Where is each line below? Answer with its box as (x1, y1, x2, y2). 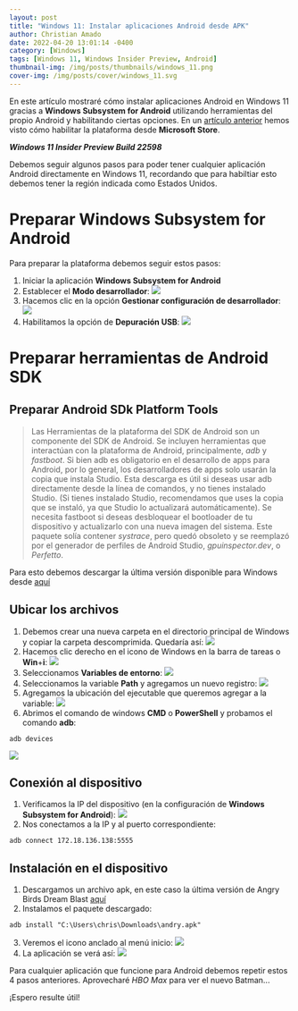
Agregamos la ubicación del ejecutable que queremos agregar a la (21, 687, 268, 698)
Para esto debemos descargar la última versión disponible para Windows (9, 567, 278, 577)
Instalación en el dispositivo (9, 860, 169, 876)
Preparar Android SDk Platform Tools (9, 402, 219, 417)
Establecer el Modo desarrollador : (21, 285, 150, 296)
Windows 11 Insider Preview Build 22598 (9, 141, 162, 152)
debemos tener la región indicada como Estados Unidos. (9, 178, 218, 189)
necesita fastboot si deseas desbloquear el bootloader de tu (30, 511, 253, 522)
